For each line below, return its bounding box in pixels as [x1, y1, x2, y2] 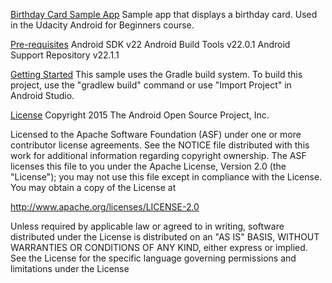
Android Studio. [10, 90, 75, 101]
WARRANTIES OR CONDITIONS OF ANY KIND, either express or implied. [10, 242, 308, 253]
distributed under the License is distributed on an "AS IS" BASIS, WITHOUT [10, 231, 320, 243]
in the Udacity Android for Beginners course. [10, 19, 195, 31]
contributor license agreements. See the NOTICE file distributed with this [10, 139, 310, 151]
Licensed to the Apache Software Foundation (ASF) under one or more [10, 129, 302, 140]
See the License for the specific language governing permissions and [10, 252, 297, 264]
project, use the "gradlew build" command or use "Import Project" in [10, 79, 292, 91]
